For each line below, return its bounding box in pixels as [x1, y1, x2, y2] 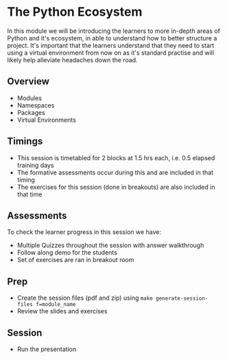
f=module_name [35, 301, 76, 308]
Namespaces [16, 101, 55, 110]
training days [16, 161, 54, 169]
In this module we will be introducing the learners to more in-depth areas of [7, 27, 221, 35]
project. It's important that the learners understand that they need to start [7, 41, 215, 49]
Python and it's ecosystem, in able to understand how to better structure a [7, 34, 217, 42]
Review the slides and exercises [16, 307, 108, 316]
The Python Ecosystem [7, 4, 143, 20]
